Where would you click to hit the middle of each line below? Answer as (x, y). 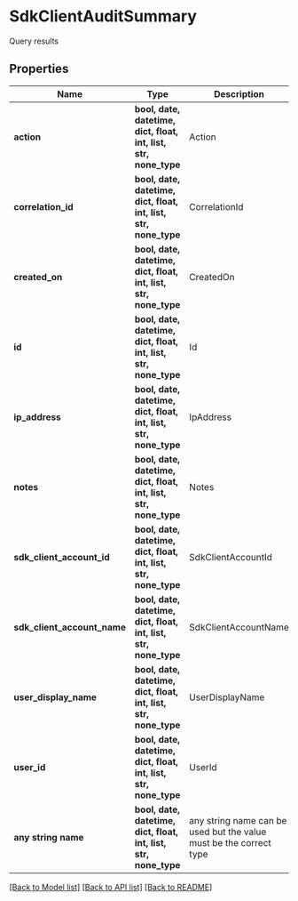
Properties (39, 69)
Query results (34, 41)
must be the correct (231, 842)
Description (239, 93)
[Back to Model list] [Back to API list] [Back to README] (111, 887)
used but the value (228, 832)
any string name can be (238, 820)
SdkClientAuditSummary (103, 16)
